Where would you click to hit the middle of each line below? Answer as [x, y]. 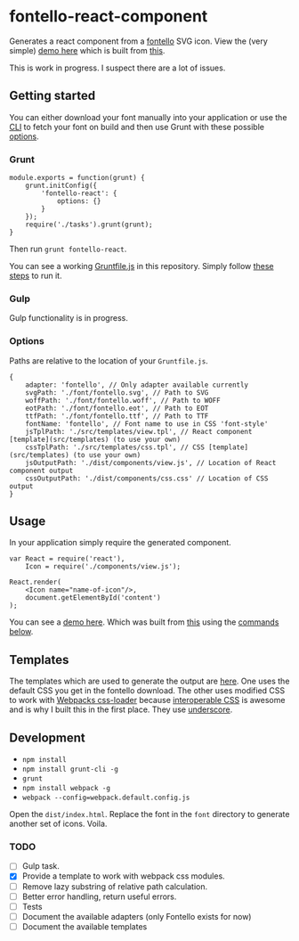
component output [41, 470]
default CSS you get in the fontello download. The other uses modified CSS [147, 691]
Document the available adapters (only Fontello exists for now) [137, 916]
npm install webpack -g [66, 789]
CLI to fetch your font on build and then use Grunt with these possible [137, 127]
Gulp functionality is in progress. [69, 318]
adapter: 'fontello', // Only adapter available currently [137, 385]
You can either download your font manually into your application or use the [148, 117]
